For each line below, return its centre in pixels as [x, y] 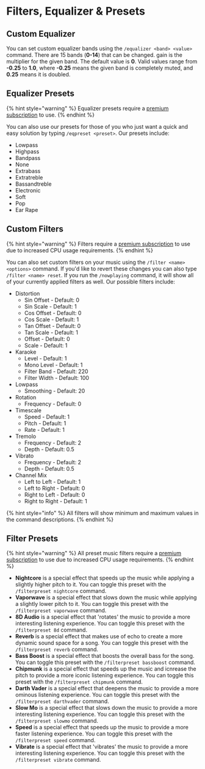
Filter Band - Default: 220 [56, 371]
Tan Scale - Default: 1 [51, 332]
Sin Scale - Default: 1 [51, 306]
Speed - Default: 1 [47, 417]
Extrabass [28, 171]
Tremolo [26, 436]
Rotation [26, 397]
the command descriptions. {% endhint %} [60, 519]
